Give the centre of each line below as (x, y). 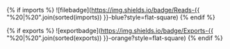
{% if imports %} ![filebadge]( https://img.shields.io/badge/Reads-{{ (103, 10)
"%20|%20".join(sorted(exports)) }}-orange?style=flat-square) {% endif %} (115, 38)
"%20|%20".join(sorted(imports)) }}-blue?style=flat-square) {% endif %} (111, 17)
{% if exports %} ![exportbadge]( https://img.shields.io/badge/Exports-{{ (110, 31)
